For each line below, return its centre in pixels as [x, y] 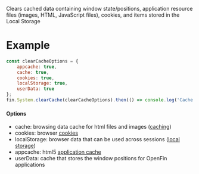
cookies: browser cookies [46, 133]
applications [30, 165]
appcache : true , [37, 67]
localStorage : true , [42, 83]
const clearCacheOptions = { [42, 61]
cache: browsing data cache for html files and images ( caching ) [93, 127]
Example [28, 46]
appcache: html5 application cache [58, 152]
